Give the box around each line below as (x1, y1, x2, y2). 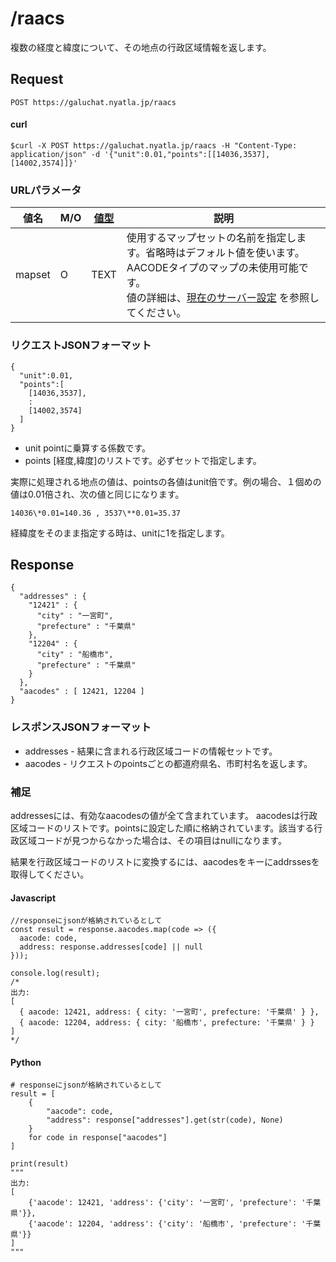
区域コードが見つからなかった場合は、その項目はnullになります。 (18, 834, 287, 846)
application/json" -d (10, 149, 101, 159)
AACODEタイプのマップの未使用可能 (126, 261, 299, 275)
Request (10, 71, 64, 88)
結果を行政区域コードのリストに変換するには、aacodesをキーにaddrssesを (10, 855, 320, 867)
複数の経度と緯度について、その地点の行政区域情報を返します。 (10, 41, 272, 53)
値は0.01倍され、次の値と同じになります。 (10, 488, 185, 500)
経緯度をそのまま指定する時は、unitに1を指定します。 (10, 527, 230, 539)
